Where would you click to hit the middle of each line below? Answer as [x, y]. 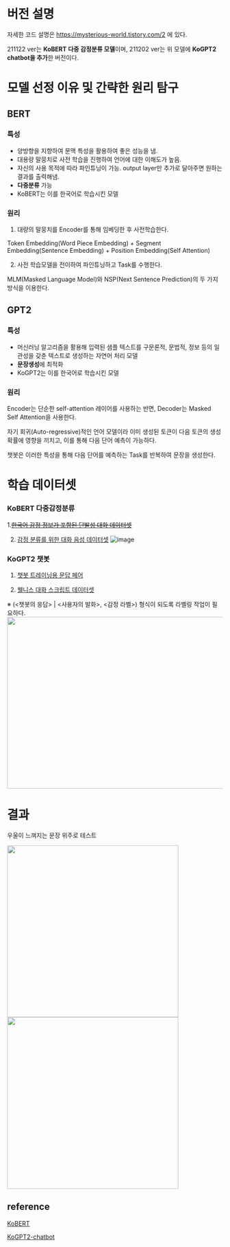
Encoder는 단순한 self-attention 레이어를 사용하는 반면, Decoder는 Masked [109, 409]
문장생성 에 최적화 [40, 364]
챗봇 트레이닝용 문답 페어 [50, 575]
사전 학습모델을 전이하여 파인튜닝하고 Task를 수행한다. [89, 265]
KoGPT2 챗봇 [28, 559]
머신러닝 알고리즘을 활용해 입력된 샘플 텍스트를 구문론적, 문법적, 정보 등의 [115, 347]
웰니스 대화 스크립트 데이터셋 [55, 589]
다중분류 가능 [35, 185]
